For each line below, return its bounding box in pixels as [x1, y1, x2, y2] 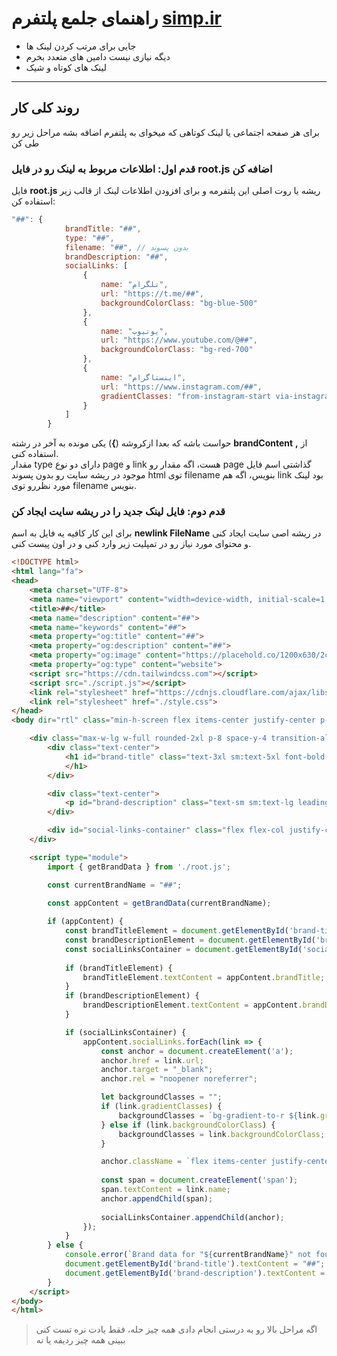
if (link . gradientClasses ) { [100, 1102, 223, 1112]
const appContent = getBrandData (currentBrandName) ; [47, 898, 272, 908]
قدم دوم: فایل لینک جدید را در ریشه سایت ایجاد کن [11, 505, 226, 519]
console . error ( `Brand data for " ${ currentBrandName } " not [64, 1250, 312, 1260]
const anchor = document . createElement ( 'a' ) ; [100, 1046, 294, 1056]
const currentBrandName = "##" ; [47, 880, 183, 890]
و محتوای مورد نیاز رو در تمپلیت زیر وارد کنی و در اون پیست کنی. [11, 538, 252, 550]
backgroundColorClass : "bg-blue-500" [100, 298, 258, 308]
